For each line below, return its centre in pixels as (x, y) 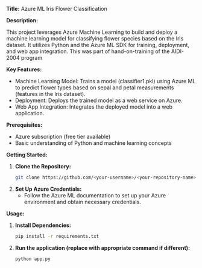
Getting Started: (27, 155)
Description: (22, 20)
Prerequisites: (24, 125)
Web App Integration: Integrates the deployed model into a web (94, 107)
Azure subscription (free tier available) (63, 136)
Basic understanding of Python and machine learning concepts (93, 143)
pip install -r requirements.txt (57, 236)
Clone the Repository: (43, 166)
